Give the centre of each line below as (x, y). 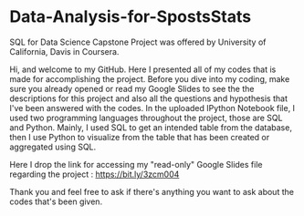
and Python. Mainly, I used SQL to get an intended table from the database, (151, 127)
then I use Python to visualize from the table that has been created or (140, 137)
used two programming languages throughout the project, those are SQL (146, 118)
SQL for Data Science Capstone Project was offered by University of (138, 42)
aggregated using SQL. (53, 147)
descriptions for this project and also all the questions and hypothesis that (148, 98)
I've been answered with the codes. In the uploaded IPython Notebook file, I (152, 108)
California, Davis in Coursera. (64, 51)
